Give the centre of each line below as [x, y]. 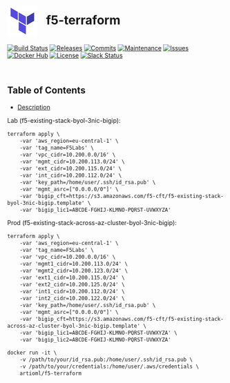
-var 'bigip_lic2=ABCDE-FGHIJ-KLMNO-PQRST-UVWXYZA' [95, 340]
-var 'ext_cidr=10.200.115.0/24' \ [71, 168]
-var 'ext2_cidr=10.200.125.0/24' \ [73, 284]
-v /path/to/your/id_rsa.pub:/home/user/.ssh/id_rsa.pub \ [106, 360]
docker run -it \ [32, 353]
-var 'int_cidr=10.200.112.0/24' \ [71, 175]
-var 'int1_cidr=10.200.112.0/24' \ [73, 291]
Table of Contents [47, 91]
